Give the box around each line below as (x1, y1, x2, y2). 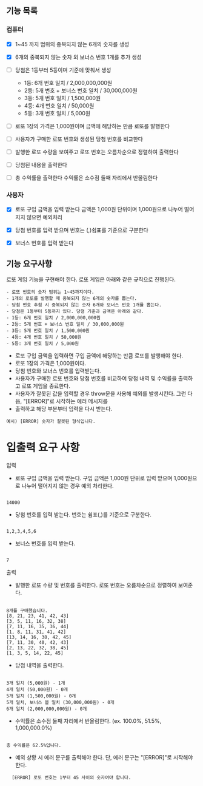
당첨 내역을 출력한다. (15, 662, 64, 669)
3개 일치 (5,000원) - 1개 (6, 680, 65, 686)
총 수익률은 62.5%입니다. (6, 742, 62, 748)
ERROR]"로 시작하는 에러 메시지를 (27, 398, 108, 405)
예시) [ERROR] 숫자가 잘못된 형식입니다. (6, 418, 96, 425)
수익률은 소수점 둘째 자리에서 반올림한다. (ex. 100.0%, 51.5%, (15, 717, 162, 725)
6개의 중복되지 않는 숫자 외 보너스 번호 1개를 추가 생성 (15, 53, 142, 61)
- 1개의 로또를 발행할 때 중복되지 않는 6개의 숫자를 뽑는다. (6, 296, 138, 302)
